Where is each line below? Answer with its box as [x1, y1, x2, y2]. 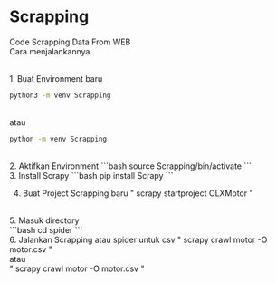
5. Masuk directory [9, 215, 80, 226]
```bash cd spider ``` [9, 224, 83, 235]
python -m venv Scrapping [9, 134, 107, 143]
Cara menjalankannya [9, 45, 90, 56]
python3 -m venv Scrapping [9, 91, 111, 100]
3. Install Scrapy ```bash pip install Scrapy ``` [9, 170, 174, 181]
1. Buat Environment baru [9, 73, 103, 83]
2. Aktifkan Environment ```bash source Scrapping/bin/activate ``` [9, 161, 252, 171]
